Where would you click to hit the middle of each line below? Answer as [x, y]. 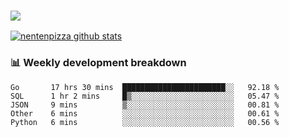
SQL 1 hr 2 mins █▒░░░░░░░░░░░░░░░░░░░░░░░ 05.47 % [145, 96]
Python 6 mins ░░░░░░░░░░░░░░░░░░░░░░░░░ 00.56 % [145, 122]
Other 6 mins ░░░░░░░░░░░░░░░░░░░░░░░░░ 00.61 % [145, 113]
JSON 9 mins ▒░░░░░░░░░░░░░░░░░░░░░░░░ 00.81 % [145, 105]
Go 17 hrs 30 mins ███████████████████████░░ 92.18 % [145, 87]
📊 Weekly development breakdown [98, 63]
